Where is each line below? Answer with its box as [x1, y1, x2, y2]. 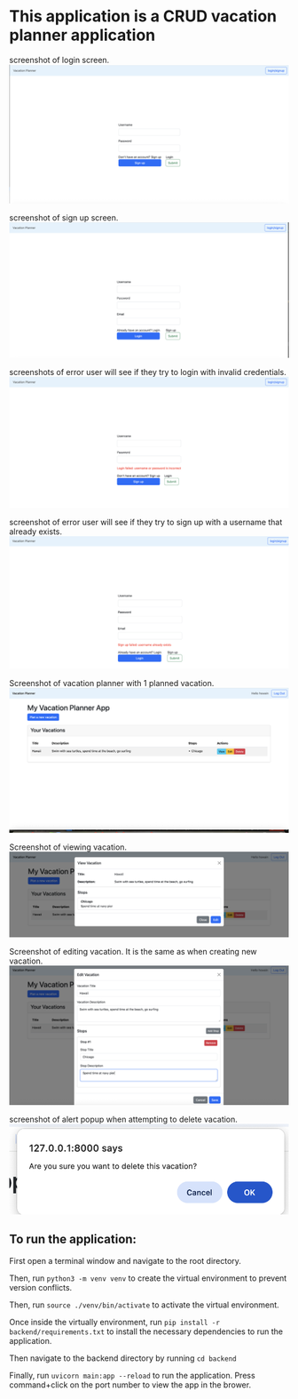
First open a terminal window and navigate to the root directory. [9, 1255, 242, 1266]
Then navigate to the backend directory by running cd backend [9, 1353, 237, 1363]
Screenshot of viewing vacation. [9, 842, 127, 852]
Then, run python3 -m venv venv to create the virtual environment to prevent [9, 1273, 287, 1283]
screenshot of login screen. [9, 54, 110, 65]
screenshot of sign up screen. [9, 212, 119, 223]
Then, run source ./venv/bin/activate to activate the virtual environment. [9, 1299, 279, 1310]
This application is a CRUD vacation [9, 6, 278, 27]
